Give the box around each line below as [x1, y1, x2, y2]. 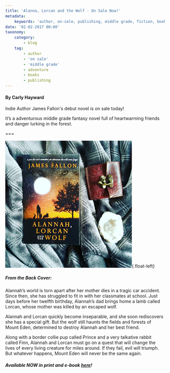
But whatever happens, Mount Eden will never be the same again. [5, 351, 142, 357]
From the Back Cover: [5, 274, 52, 281]
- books [23, 73, 39, 78]
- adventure [23, 67, 49, 72]
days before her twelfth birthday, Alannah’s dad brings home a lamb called [5, 298, 160, 304]
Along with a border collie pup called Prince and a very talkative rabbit [5, 334, 152, 340]
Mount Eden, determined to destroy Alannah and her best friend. [5, 324, 140, 330]
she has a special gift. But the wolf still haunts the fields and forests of [5, 319, 152, 325]
